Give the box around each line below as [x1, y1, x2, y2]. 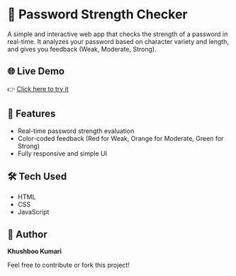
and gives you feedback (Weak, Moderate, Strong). [7, 45, 157, 53]
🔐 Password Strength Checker [7, 6, 188, 23]
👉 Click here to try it [7, 84, 69, 93]
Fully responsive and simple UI [17, 149, 108, 158]
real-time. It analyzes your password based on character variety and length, [7, 37, 229, 45]
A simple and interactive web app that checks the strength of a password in [7, 30, 228, 38]
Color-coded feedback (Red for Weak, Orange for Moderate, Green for [17, 134, 224, 142]
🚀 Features [7, 108, 56, 120]
